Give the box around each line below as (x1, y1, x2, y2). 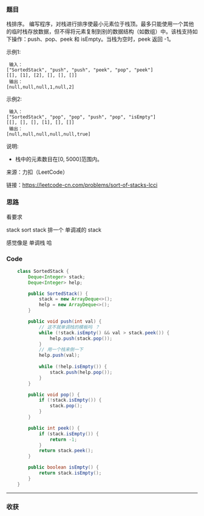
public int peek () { (28, 425, 80, 431)
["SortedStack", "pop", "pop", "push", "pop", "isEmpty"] (6, 114, 156, 120)
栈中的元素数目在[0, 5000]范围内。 (15, 156, 103, 163)
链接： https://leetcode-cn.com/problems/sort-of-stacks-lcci (6, 181, 158, 189)
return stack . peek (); (38, 448, 94, 454)
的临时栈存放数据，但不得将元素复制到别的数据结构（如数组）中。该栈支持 (6, 28, 192, 35)
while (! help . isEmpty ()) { (38, 363, 107, 370)
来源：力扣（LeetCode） (6, 168, 69, 176)
